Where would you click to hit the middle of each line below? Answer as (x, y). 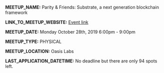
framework (16, 12)
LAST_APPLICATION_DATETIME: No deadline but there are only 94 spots (81, 61)
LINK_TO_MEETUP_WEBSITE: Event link (47, 22)
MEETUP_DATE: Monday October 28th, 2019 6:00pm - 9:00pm (70, 32)
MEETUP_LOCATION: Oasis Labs (39, 51)
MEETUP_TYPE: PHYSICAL (33, 41)
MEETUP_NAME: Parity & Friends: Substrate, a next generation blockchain (82, 7)
